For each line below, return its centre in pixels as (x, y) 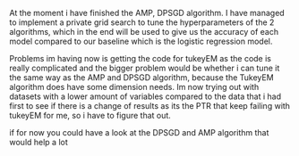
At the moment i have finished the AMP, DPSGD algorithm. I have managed (147, 13)
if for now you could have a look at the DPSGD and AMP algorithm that (139, 132)
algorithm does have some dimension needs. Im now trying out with (134, 87)
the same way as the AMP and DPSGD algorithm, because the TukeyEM (142, 78)
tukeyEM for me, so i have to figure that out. (90, 115)
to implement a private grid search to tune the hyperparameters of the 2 (142, 22)
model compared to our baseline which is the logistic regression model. (141, 41)
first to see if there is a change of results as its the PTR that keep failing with (150, 106)
